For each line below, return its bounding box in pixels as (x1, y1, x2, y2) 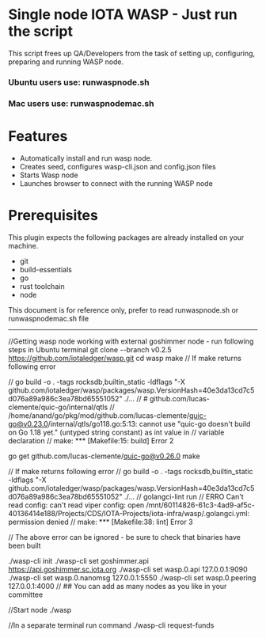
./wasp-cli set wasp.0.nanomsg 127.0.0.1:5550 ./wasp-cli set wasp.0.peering (8, 572, 256, 583)
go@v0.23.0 (8, 419, 49, 428)
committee (8, 590, 44, 599)
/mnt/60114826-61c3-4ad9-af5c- (146, 500, 255, 510)
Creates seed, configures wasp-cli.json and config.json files (19, 161, 216, 171)
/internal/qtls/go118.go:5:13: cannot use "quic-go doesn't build (47, 419, 251, 428)
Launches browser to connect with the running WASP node (19, 178, 214, 188)
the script (8, 22, 74, 40)
